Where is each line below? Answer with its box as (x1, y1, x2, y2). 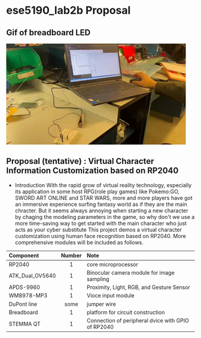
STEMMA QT (8, 320, 41, 327)
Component (8, 252, 39, 259)
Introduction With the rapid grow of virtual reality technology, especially (14, 181, 192, 188)
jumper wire (86, 300, 117, 307)
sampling (86, 275, 109, 282)
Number (60, 252, 82, 259)
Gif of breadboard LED (6, 28, 91, 38)
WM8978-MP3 (8, 292, 48, 299)
